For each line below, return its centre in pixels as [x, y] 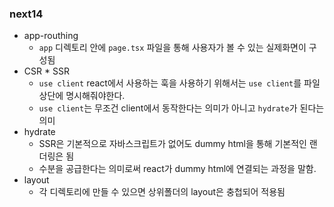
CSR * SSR [46, 71]
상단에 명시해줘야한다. [82, 96]
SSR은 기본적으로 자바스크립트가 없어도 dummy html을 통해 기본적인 [172, 144]
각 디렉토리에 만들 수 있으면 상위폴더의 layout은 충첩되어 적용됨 [162, 192]
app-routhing [51, 36]
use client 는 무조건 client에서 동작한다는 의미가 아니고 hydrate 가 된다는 [181, 108]
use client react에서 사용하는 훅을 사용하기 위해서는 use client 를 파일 [179, 83]
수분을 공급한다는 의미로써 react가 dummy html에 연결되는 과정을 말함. [177, 169]
